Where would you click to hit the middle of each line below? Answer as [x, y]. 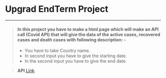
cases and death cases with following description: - [71, 39]
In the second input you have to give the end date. [76, 61]
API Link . [26, 71]
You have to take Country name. [57, 51]
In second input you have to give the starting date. [76, 56]
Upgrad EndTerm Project [57, 9]
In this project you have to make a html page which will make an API [88, 29]
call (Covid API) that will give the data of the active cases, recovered [89, 34]
